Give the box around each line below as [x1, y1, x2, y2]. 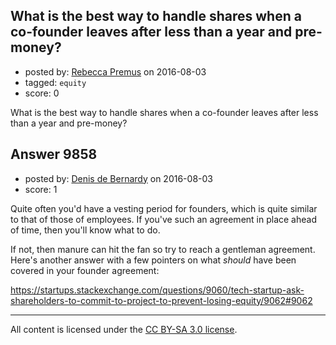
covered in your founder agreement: [10, 264, 160, 276]
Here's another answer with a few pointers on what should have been [10, 254, 297, 266]
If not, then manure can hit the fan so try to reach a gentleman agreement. [10, 243, 316, 255]
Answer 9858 [10, 146, 98, 163]
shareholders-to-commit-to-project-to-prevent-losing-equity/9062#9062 [10, 294, 313, 306]
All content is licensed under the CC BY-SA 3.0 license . [10, 323, 238, 335]
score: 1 [24, 183, 58, 195]
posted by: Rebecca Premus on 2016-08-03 [24, 65, 207, 78]
